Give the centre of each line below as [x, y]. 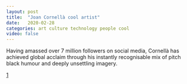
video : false [22, 34]
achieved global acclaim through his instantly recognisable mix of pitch [93, 57]
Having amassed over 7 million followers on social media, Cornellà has [93, 51]
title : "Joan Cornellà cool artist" [53, 17]
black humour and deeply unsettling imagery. [62, 64]
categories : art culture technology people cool [68, 28]
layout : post [22, 12]
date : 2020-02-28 [30, 23]
